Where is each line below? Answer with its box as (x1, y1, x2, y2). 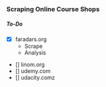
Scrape (24, 42, 43, 50)
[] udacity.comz (15, 74, 55, 81)
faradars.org (15, 36, 47, 43)
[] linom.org (15, 61, 45, 68)
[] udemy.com (15, 67, 51, 75)
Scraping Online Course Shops (6, 5, 100, 13)
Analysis (24, 48, 46, 56)
